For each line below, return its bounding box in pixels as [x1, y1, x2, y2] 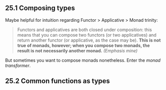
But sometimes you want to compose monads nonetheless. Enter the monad [5, 57, 161, 63]
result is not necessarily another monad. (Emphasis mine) [17, 47, 138, 53]
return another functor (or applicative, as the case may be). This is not [17, 37, 161, 43]
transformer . [5, 62, 31, 68]
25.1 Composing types [5, 4, 75, 12]
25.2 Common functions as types [5, 77, 110, 86]
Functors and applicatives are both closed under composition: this [17, 27, 152, 33]
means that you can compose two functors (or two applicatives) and [17, 32, 157, 38]
